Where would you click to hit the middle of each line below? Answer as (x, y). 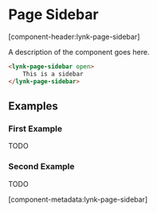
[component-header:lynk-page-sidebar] (74, 37)
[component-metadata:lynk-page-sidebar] (78, 199)
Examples (33, 106)
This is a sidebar (53, 74)
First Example (35, 129)
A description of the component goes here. (79, 52)
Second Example (41, 167)
